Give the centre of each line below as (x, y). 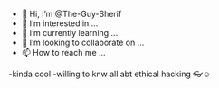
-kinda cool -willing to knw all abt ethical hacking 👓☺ (110, 74)
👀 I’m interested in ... (60, 23)
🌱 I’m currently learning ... (70, 33)
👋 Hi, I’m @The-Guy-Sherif (71, 14)
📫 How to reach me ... (63, 53)
